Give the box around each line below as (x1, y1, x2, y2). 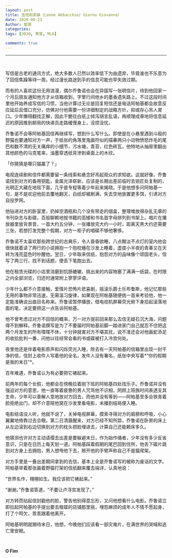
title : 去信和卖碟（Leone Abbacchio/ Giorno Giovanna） (5, 12, 122, 17)
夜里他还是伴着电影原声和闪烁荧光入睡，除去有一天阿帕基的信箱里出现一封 (5, 346, 162, 352)
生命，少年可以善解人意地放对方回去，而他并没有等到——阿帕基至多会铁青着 (5, 393, 167, 399)
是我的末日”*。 (5, 359, 37, 365)
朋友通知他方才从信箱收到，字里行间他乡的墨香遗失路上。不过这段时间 (18, 93, 167, 100)
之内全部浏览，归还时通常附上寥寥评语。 (5, 275, 91, 281)
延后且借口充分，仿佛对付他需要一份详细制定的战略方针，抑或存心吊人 (9, 106, 158, 113)
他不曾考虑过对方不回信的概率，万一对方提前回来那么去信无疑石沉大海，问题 (5, 316, 167, 322)
